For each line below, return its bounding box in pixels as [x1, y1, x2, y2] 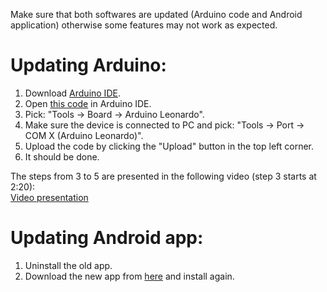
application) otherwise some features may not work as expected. [10, 19, 278, 31]
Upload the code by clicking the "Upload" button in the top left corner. [24, 140, 315, 152]
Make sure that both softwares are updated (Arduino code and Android [10, 9, 303, 20]
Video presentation [10, 191, 89, 203]
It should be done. [24, 150, 100, 163]
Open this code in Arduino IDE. [24, 97, 152, 109]
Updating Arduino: [10, 54, 167, 77]
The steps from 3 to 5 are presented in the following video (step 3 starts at [10, 170, 317, 182]
